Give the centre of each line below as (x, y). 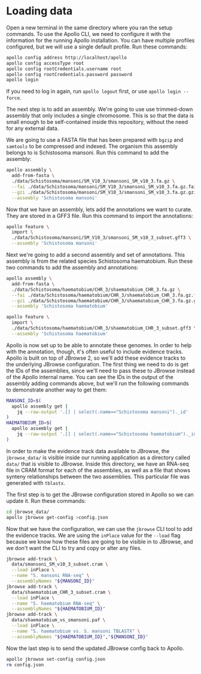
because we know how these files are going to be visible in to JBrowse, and (100, 541)
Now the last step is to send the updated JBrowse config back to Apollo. (95, 648)
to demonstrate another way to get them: (57, 390)
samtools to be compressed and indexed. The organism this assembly (92, 146)
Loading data (39, 11)
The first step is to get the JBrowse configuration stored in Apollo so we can (100, 494)
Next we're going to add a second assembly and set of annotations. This (96, 255)
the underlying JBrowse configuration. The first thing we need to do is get (97, 364)
